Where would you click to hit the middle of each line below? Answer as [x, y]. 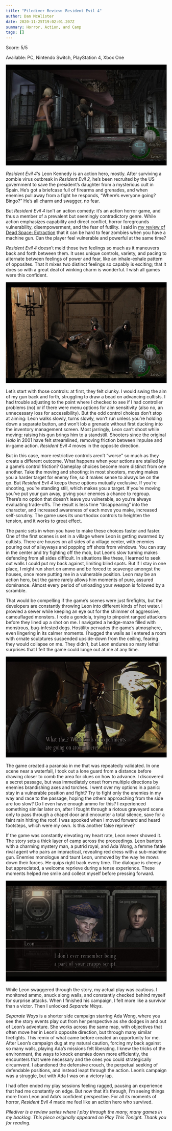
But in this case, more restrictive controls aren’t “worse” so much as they [82, 456]
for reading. [18, 1123]
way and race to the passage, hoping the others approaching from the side [85, 798]
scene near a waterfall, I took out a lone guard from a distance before [79, 771]
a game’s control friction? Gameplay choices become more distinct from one [86, 466]
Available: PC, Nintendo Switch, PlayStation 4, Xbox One [65, 58]
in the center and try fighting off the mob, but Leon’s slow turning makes [82, 552]
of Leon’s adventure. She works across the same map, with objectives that [84, 1027]
